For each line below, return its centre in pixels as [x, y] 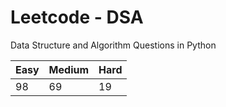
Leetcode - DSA [77, 17]
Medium [69, 69]
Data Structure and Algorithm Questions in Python [113, 45]
